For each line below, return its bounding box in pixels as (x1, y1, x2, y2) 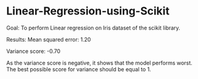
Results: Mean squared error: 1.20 (6, 36, 91, 43)
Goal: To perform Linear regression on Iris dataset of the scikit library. (6, 24, 180, 31)
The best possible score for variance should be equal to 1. (6, 65, 151, 73)
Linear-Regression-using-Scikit (6, 4, 170, 18)
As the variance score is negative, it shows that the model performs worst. (6, 59, 193, 66)
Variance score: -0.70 (6, 47, 61, 55)
